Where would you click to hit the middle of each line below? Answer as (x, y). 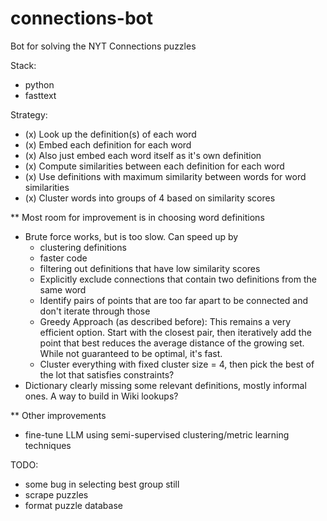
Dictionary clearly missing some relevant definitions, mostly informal (165, 385)
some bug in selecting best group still (102, 484)
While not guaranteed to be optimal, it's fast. (131, 353)
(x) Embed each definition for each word (108, 144)
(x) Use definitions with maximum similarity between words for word (165, 176)
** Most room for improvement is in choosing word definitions (137, 217)
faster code (63, 258)
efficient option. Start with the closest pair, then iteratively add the (175, 332)
